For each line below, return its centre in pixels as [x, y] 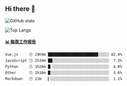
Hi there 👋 [20, 9]
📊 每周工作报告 [21, 42]
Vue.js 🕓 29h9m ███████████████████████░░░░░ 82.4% [64, 55]
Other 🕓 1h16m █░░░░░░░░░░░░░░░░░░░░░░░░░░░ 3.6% [64, 73]
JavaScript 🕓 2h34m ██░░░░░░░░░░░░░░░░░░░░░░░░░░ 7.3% [64, 61]
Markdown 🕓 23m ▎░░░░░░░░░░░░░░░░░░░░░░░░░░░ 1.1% [64, 79]
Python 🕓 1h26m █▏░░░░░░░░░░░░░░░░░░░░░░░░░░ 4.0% [64, 67]
